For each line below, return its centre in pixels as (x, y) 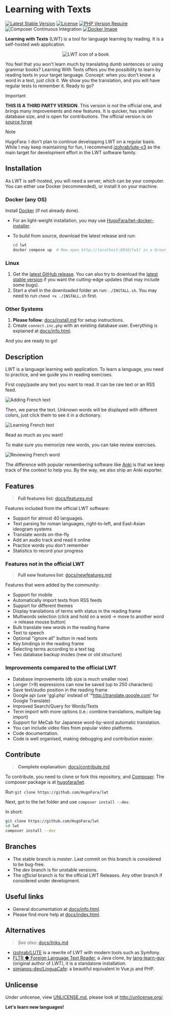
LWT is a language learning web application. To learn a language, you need (84, 369)
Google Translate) (31, 700)
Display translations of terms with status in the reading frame (77, 611)
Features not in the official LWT (45, 564)
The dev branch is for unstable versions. (55, 869)
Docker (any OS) (26, 199)
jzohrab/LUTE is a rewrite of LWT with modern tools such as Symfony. (87, 953)
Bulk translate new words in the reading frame (61, 627)
